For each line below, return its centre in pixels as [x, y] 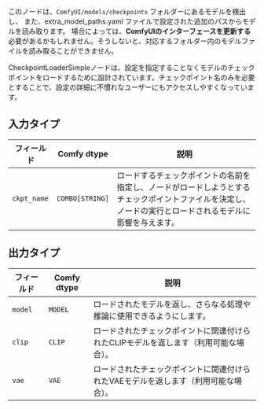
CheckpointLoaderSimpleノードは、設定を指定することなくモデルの [118, 68]
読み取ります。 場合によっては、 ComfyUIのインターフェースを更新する [136, 31]
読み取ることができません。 [73, 51]
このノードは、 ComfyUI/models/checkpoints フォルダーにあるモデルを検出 [127, 11]
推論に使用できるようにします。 [152, 315]
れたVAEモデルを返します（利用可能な [163, 381]
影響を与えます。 [148, 223]
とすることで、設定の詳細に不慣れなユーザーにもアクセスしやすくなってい [128, 87]
